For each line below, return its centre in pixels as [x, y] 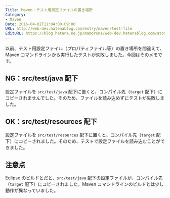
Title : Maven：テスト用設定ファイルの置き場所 [49, 10]
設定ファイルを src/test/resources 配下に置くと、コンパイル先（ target [80, 135]
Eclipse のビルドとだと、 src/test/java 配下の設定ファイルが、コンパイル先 [84, 178]
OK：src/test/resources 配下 [51, 122]
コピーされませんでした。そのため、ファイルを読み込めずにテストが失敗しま [85, 98]
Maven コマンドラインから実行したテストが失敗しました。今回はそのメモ [82, 55]
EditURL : [14, 33]
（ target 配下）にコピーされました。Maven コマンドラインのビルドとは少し [85, 184]
